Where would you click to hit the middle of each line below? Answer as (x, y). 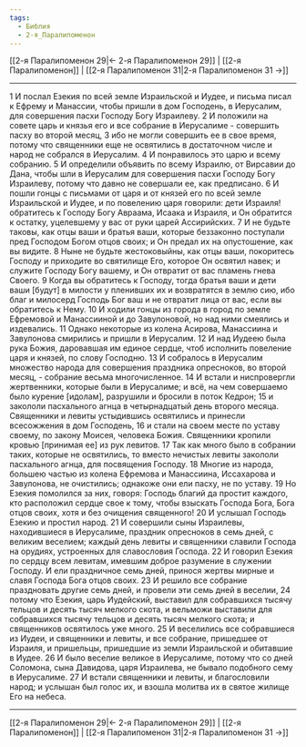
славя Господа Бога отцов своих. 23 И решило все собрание (128, 580)
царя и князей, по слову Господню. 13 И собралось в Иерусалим (136, 358)
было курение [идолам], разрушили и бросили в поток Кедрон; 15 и (142, 396)
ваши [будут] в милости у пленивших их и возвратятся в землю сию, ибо (153, 290)
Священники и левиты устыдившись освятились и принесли (127, 416)
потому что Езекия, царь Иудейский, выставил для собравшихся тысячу (151, 600)
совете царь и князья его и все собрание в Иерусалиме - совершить (144, 126)
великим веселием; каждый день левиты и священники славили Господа (153, 542)
